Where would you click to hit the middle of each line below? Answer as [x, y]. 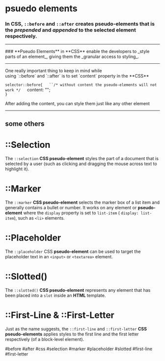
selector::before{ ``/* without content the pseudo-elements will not [81, 85]
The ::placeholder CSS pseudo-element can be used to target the [73, 251]
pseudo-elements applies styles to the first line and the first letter [72, 334]
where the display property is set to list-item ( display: [81, 213]
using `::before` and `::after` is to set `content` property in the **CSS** [77, 76]
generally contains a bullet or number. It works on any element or [71, 207]
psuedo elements [41, 9]
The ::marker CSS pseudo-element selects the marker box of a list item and [82, 202]
